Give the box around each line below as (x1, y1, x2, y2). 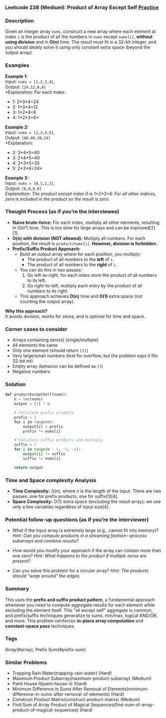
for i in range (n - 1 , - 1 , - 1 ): (14, 447, 81, 452)
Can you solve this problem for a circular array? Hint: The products (12, 568, 149, 574)
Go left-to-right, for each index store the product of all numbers (27, 272, 157, 278)
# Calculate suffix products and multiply (14, 438, 103, 442)
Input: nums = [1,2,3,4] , (5, 78, 55, 84)
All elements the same (12, 342, 58, 348)
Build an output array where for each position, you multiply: (19, 251, 141, 257)
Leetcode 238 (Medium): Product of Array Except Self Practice (5, 4, 159, 11)
